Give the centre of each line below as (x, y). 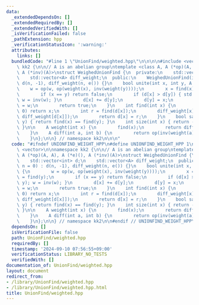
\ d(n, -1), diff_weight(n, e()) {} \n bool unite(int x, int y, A (105, 84)
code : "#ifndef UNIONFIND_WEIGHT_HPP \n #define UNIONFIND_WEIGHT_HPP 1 (100, 144)
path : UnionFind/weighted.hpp (49, 238)
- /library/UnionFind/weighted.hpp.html (57, 287)
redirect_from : (25, 277)
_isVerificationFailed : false (49, 34)
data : (13, 12)
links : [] (29, 56)
